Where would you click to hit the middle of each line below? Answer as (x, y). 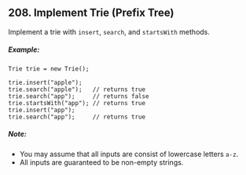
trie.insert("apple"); (45, 82)
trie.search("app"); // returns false (79, 96)
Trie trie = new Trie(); (49, 69)
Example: (24, 49)
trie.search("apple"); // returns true (77, 89)
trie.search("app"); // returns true (77, 117)
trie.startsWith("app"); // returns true (77, 103)
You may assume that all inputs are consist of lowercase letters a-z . (129, 154)
